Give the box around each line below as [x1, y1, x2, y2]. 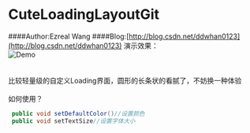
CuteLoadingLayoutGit [8, 6, 160, 24]
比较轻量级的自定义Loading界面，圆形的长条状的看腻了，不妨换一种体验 [8, 76, 242, 85]
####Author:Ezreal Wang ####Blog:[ [8, 31, 129, 41]
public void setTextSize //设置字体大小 [11, 116, 136, 125]
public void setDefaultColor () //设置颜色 [11, 109, 145, 117]
